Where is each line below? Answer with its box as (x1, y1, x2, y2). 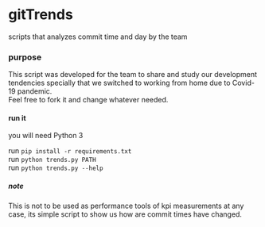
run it (8, 113, 26, 122)
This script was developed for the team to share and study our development (8, 70, 257, 79)
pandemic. (17, 87, 53, 96)
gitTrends (8, 6, 73, 24)
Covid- (232, 78, 255, 88)
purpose (8, 52, 42, 63)
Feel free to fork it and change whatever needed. (8, 95, 169, 105)
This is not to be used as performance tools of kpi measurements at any (8, 201, 244, 211)
